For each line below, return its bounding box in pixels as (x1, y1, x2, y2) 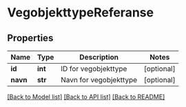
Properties (7, 32, 54, 44)
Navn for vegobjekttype (61, 75, 138, 84)
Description (79, 53, 119, 62)
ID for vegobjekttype (61, 64, 127, 73)
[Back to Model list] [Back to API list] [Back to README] (7, 93, 165, 101)
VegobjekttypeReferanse (7, 5, 154, 21)
